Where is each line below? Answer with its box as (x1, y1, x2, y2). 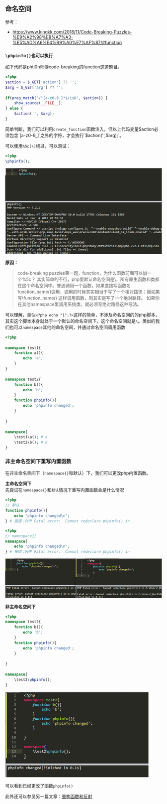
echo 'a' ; (23, 356, 43, 361)
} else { (5, 106, 23, 111)
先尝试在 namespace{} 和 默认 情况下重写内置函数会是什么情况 (5, 487, 124, 493)
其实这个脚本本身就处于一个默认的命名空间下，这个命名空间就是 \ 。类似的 (5, 318, 156, 324)
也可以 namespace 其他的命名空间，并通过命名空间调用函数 (9, 324, 126, 330)
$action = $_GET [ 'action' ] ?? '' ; (5, 79, 77, 85)
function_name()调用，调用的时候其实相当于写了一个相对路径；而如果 (17, 289, 160, 295)
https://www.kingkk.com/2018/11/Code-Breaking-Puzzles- (12, 29, 132, 35)
